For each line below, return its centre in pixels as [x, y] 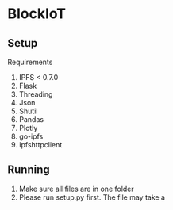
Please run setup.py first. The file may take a [92, 197]
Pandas [31, 119]
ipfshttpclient [40, 145]
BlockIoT [37, 14]
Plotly [28, 128]
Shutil [28, 111]
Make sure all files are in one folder [76, 189]
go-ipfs [31, 136]
